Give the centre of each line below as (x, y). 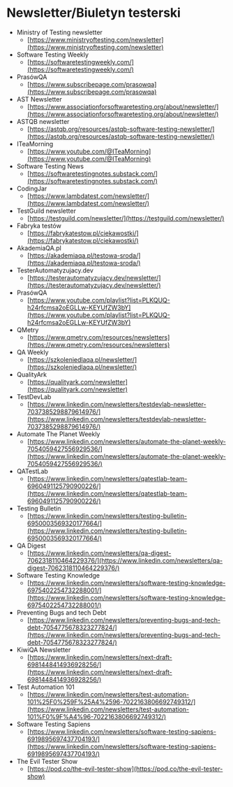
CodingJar (32, 188)
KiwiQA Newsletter (44, 650)
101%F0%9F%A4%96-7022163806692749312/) (97, 716)
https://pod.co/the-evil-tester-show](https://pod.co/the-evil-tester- (126, 769)
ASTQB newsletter (43, 121)
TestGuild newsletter (46, 211)
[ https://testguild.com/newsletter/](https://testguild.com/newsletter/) (126, 218)
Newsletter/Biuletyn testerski (93, 13)
